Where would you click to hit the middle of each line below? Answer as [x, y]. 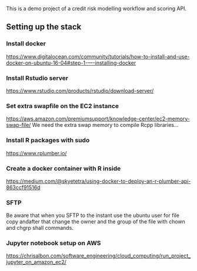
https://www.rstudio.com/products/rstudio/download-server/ [80, 91]
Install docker [26, 44]
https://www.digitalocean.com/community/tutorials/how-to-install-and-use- [98, 56]
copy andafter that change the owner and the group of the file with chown [96, 222]
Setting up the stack [44, 27]
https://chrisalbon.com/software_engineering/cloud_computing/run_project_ [98, 256]
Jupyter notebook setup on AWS [54, 243]
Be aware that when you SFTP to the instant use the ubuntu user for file [93, 215]
